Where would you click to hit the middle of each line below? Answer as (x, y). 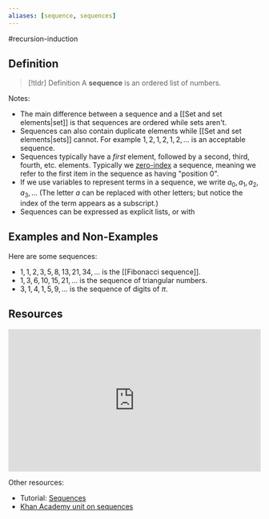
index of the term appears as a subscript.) (89, 203)
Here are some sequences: (53, 256)
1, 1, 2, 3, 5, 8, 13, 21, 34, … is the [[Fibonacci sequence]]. (110, 272)
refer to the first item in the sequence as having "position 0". (119, 174)
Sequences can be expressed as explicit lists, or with (107, 212)
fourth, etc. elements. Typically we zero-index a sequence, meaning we (138, 165)
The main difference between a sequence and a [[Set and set (121, 114)
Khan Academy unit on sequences (76, 507)
